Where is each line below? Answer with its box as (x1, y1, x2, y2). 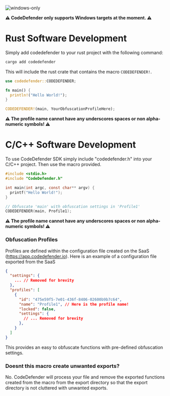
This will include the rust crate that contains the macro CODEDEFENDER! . (5, 68, 152, 75)
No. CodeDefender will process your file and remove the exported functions (5, 374, 165, 380)
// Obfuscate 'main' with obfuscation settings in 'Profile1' (5, 204, 140, 209)
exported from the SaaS (5, 259, 56, 265)
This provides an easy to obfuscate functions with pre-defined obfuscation (5, 344, 163, 350)
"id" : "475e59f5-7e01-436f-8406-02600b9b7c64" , (18, 297, 123, 302)
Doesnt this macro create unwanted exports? (5, 362, 120, 369)
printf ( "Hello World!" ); (10, 190, 63, 195)
